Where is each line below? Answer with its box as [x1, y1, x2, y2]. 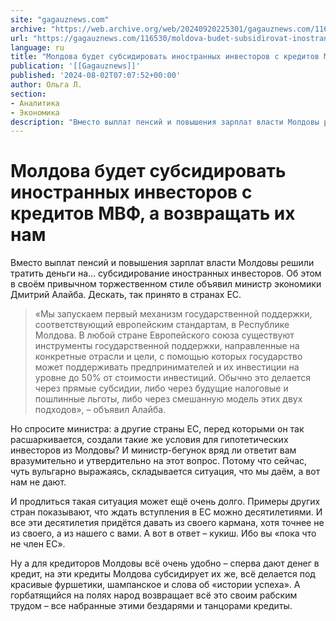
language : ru [10, 42, 65, 53]
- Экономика [10, 107, 60, 118]
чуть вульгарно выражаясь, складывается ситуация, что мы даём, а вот [10, 466, 321, 478]
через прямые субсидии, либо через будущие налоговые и [34, 382, 289, 395]
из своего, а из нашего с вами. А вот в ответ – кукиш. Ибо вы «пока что [10, 527, 317, 540]
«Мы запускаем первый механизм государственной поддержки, [34, 308, 313, 320]
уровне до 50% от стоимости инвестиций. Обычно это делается [34, 372, 312, 384]
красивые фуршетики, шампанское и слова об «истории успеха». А [10, 579, 301, 591]
